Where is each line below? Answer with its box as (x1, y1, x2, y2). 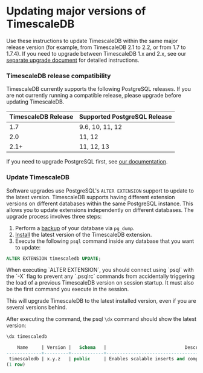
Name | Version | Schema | (17, 345, 107, 351)
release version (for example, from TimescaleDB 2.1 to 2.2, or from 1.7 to (6, 44, 186, 51)
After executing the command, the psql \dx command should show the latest (6, 315, 197, 323)
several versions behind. (6, 304, 68, 311)
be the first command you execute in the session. (6, 286, 129, 293)
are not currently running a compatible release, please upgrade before (6, 92, 181, 99)
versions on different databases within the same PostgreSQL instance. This (6, 200, 193, 207)
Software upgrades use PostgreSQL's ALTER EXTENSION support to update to (6, 187, 195, 194)
